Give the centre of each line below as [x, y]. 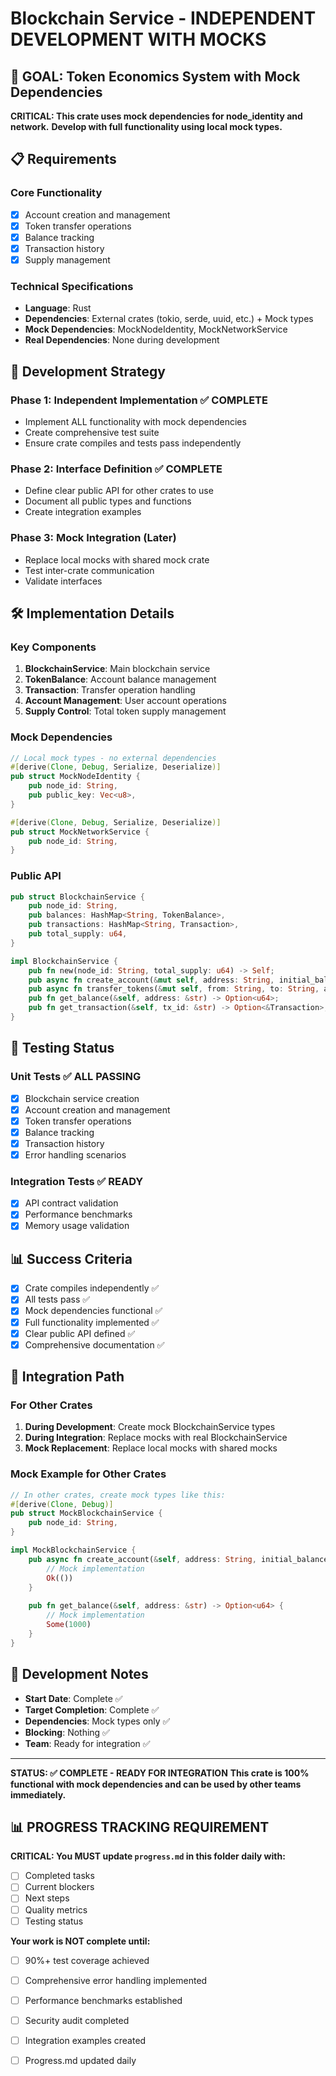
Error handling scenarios [75, 1154]
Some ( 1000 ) [69, 1625]
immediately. [38, 1794]
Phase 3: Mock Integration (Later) [93, 538]
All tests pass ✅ [57, 1299]
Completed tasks [59, 1876]
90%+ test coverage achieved [87, 1960]
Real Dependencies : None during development [122, 340]
